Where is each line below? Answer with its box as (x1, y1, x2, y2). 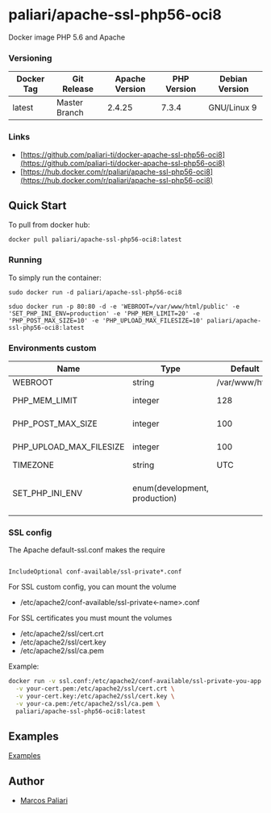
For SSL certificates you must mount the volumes (8, 613, 173, 623)
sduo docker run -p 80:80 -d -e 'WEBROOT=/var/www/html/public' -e (8, 302, 240, 311)
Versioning (8, 52, 52, 64)
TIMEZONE (12, 459, 55, 470)
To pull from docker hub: (8, 220, 90, 230)
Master (56, 97, 83, 108)
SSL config (8, 527, 52, 538)
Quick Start (8, 198, 67, 212)
